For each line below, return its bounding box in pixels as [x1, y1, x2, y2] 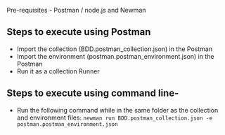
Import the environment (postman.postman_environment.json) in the [16, 52, 214, 60]
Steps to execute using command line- [6, 87, 179, 99]
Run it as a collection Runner [16, 66, 100, 76]
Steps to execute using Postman [6, 26, 151, 38]
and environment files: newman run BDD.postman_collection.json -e [16, 113, 212, 122]
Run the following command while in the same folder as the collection [16, 106, 219, 114]
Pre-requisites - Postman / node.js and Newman [6, 6, 146, 14]
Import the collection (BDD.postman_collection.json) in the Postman [16, 45, 212, 53]
